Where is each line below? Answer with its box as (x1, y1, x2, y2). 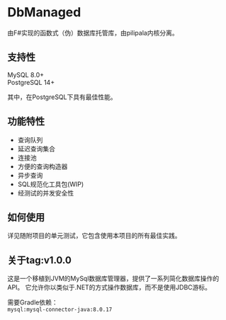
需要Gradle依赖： (7, 298, 58, 307)
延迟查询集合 (17, 144, 55, 153)
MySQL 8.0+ (7, 70, 45, 79)
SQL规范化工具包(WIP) (17, 180, 84, 188)
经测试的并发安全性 (17, 188, 74, 197)
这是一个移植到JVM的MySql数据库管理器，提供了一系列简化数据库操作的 (7, 274, 220, 283)
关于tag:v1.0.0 (7, 254, 72, 266)
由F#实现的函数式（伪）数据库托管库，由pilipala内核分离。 (7, 28, 179, 37)
